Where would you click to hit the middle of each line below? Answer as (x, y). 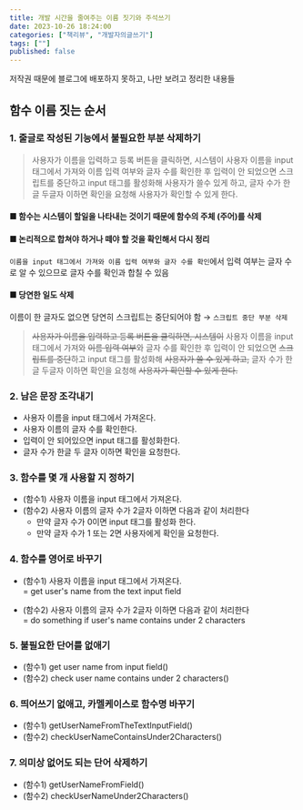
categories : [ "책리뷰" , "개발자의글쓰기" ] (81, 35)
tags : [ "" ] (30, 43)
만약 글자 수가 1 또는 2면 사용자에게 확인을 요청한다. (127, 533)
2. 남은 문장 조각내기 (51, 396)
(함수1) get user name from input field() (95, 667)
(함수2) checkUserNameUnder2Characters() (106, 795)
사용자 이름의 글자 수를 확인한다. (80, 430)
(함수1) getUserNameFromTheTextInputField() (107, 725)
